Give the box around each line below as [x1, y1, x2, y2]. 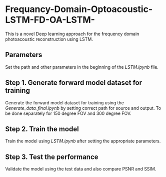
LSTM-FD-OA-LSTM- [5, 14, 95, 26]
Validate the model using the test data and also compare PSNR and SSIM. [5, 166, 156, 172]
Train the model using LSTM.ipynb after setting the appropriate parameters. [5, 138, 161, 144]
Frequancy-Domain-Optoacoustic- [5, 4, 153, 15]
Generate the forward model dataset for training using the [5, 99, 124, 106]
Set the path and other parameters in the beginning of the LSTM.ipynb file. [5, 64, 159, 70]
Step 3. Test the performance [5, 152, 98, 161]
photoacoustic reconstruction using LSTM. [5, 36, 93, 42]
